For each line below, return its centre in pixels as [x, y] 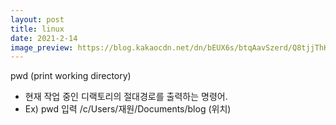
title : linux [37, 29]
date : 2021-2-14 [44, 38]
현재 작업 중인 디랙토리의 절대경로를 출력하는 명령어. [126, 97]
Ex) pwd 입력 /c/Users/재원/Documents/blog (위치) [128, 109]
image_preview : [42, 47]
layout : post [37, 19]
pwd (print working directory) [71, 76]
